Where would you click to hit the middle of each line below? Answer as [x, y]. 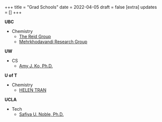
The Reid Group [35, 37]
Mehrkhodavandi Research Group [53, 42]
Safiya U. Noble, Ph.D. [41, 114]
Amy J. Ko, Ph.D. [36, 66]
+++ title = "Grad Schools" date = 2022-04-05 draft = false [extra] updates [81, 7]
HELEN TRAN [33, 90]
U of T [11, 75]
